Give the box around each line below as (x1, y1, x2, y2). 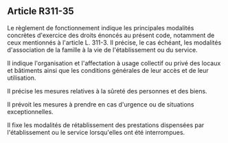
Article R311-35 (7, 5, 74, 17)
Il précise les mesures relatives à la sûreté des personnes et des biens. (7, 87, 207, 95)
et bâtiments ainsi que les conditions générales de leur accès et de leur (7, 66, 209, 74)
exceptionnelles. (7, 107, 54, 115)
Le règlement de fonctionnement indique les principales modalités (7, 23, 194, 32)
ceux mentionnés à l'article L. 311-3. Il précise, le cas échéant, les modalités (7, 38, 222, 47)
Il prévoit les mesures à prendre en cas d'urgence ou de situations (7, 100, 194, 109)
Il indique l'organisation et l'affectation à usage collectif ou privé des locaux (7, 58, 221, 67)
